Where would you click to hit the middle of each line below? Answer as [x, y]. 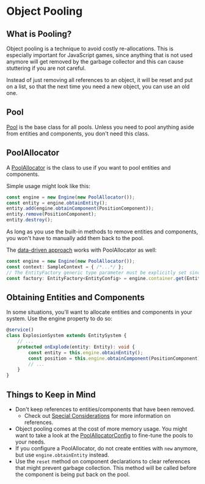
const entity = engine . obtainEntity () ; [57, 203]
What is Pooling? [39, 34]
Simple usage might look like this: [48, 186]
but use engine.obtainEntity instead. [62, 455]
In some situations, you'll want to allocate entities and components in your [99, 312]
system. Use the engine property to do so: [59, 319]
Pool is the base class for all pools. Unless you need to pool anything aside [100, 127]
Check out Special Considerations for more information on [97, 416]
